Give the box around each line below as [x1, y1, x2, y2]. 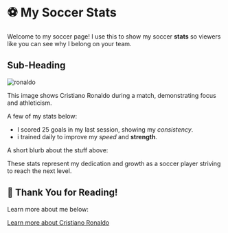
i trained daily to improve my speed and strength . [16, 132, 158, 141]
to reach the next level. [7, 166, 72, 175]
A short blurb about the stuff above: [7, 145, 109, 154]
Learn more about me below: [7, 205, 89, 213]
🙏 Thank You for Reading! [7, 187, 118, 199]
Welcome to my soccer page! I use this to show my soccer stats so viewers [7, 32, 221, 41]
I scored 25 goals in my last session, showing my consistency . [16, 125, 194, 134]
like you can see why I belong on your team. [7, 39, 132, 48]
